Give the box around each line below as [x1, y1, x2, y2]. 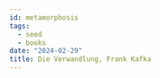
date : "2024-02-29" [9, 47, 83, 56]
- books [17, 38, 47, 48]
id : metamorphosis [9, 13, 79, 22]
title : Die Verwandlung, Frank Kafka [9, 55, 152, 64]
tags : [9, 22, 30, 30]
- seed [17, 30, 42, 39]
